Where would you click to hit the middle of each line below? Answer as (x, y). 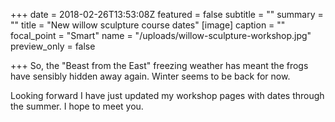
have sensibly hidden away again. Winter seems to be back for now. (150, 76)
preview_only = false (53, 46)
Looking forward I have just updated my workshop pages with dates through (167, 95)
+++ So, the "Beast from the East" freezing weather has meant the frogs (159, 65)
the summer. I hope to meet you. (77, 106)
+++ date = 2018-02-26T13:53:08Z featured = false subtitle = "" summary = (167, 14)
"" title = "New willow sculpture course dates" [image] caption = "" (148, 25)
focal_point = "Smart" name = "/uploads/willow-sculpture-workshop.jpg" (161, 35)
